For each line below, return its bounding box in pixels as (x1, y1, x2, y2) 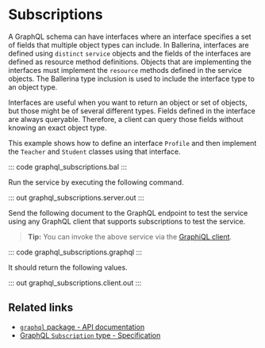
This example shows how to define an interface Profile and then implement (8, 138, 257, 147)
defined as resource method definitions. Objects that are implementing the (8, 57, 252, 67)
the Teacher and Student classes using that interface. (8, 147, 181, 156)
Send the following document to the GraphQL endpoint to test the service (8, 208, 248, 217)
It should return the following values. (8, 262, 129, 272)
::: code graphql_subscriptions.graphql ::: (8, 247, 143, 257)
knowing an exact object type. (8, 123, 107, 132)
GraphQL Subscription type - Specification (19, 331, 161, 340)
